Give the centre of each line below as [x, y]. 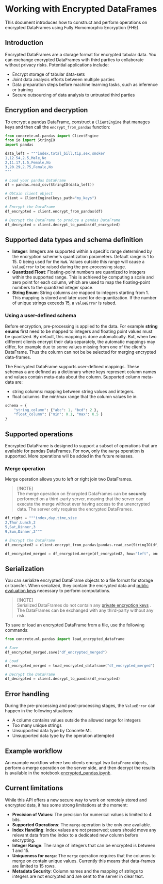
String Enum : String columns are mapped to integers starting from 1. [81, 293]
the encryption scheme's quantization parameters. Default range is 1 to [83, 257]
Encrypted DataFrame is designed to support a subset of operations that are [81, 445]
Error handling [27, 694]
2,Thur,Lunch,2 [20, 523]
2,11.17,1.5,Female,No [28, 163]
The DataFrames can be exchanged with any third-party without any [85, 610]
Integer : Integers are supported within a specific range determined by [82, 251]
